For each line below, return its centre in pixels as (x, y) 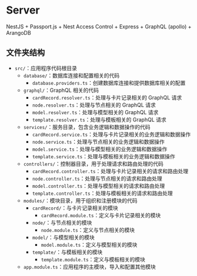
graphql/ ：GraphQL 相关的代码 (61, 90)
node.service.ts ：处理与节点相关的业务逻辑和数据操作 (98, 141)
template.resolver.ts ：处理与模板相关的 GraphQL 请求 (99, 119)
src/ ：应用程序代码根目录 (46, 68)
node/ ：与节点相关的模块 (62, 222)
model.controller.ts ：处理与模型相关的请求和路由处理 (98, 185)
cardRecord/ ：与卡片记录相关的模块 (75, 208)
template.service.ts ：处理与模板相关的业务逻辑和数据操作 (103, 156)
